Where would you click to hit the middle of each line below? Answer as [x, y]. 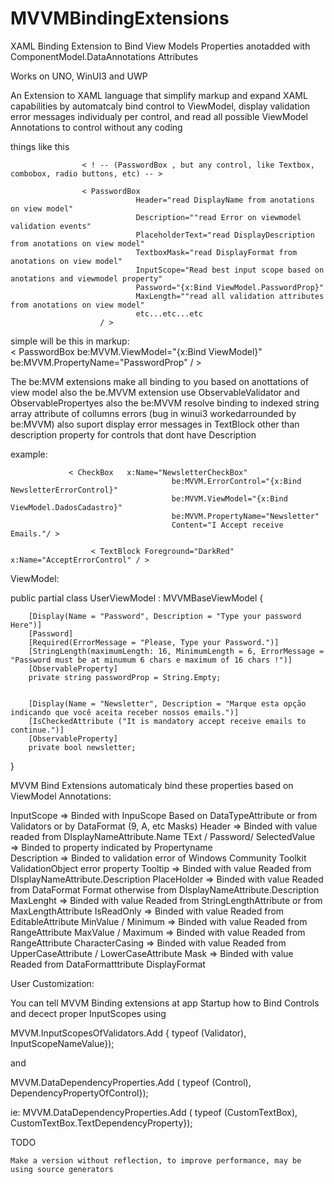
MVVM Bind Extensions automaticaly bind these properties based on [152, 785]
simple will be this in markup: [70, 341]
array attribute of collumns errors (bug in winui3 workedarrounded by [153, 413]
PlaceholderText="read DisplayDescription [225, 235]
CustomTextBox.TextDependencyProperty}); [101, 1123]
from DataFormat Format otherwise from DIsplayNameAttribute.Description [165, 889]
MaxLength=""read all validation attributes [230, 296]
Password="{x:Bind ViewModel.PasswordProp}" [230, 287]
